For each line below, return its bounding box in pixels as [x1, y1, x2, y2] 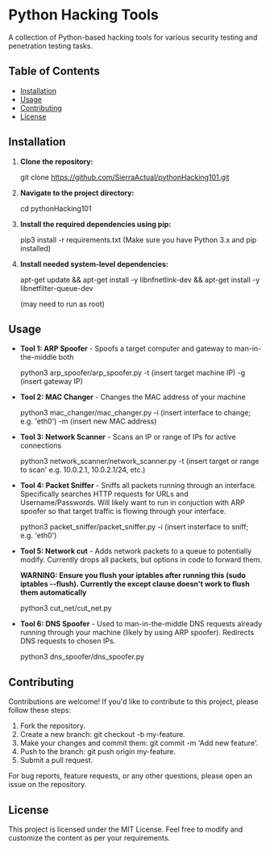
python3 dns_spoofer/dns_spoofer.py [19, 652, 145, 662]
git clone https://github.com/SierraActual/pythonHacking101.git [19, 172, 230, 182]
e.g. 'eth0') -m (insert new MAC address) [19, 416, 157, 426]
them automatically [19, 588, 87, 597]
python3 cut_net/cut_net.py [19, 604, 112, 613]
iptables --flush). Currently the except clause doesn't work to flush [19, 579, 250, 589]
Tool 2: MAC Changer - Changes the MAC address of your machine [19, 392, 246, 402]
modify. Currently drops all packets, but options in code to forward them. [19, 555, 262, 565]
